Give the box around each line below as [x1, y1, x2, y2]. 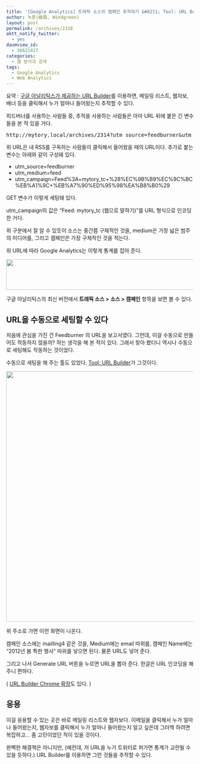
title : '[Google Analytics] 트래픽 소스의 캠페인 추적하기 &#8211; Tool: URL [6, 8, 187, 15]
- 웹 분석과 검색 [11, 58, 47, 64]
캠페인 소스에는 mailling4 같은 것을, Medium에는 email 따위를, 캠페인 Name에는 [6, 640, 193, 647]
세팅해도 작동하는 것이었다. [12, 346, 75, 353]
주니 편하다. [6, 668, 34, 675]
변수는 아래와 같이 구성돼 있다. [6, 151, 76, 158]
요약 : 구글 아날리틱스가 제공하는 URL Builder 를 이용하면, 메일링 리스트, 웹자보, [6, 92, 189, 99]
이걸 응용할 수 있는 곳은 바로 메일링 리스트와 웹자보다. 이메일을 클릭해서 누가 [6, 716, 183, 724]
